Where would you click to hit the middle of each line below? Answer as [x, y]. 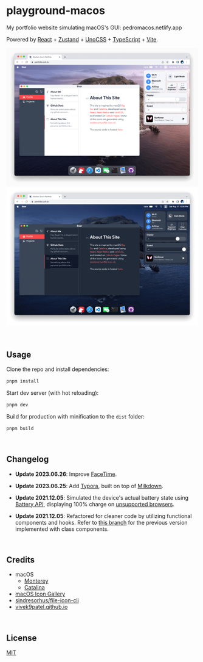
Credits [21, 560]
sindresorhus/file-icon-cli [47, 600]
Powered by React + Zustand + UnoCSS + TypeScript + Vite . [82, 39]
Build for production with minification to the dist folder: [75, 416]
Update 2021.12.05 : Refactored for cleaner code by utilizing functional [103, 516]
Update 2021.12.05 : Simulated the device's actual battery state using [101, 497]
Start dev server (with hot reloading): [53, 393]
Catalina [35, 588]
